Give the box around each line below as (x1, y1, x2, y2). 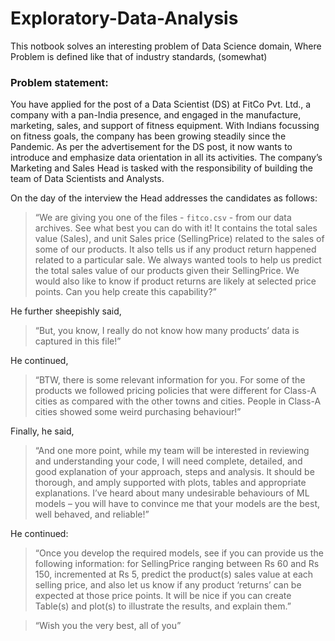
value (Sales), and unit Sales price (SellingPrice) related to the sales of (34, 233, 325, 245)
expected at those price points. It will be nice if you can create (34, 590, 292, 602)
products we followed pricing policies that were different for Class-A (34, 385, 317, 397)
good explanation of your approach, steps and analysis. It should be (34, 466, 315, 478)
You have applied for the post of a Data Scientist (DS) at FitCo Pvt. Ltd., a (10, 98, 312, 111)
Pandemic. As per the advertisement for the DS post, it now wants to (10, 141, 293, 153)
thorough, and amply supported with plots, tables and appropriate (34, 477, 307, 489)
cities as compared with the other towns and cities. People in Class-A (34, 395, 322, 407)
